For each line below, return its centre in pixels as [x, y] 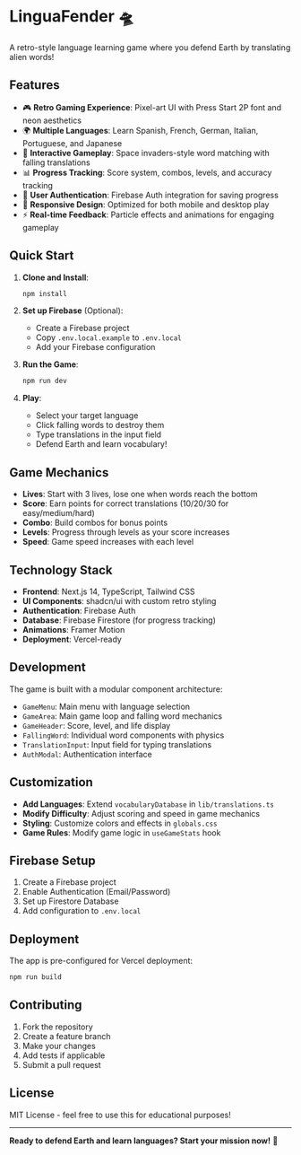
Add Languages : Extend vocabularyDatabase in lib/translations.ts [148, 804]
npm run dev [44, 381]
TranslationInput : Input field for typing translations [117, 744]
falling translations [56, 162]
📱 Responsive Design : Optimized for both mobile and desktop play [146, 204]
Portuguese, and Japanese [72, 143]
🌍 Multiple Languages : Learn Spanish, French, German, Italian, [140, 130]
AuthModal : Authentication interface [87, 754]
